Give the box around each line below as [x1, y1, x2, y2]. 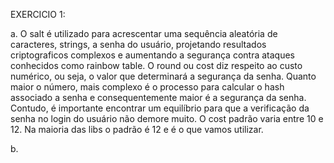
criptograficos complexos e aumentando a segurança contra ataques [10, 49, 295, 61]
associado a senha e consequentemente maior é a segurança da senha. [10, 92, 307, 103]
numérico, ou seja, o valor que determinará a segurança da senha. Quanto [10, 70, 317, 82]
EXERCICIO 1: [10, 9, 66, 20]
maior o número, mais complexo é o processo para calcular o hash [10, 81, 285, 93]
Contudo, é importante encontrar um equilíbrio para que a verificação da [10, 102, 310, 114]
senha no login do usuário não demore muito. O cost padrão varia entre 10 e [10, 113, 324, 124]
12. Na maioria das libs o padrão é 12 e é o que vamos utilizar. [10, 124, 264, 135]
